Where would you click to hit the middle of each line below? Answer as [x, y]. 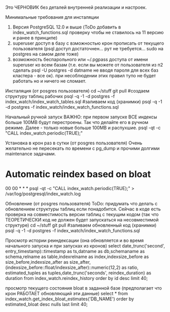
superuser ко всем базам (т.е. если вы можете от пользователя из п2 [88, 65]
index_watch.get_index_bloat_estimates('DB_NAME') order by [70, 299]
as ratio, [130, 267]
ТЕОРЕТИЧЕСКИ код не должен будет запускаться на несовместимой [82, 220]
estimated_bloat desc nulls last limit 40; [46, 304]
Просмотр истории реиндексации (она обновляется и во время [74, 240]
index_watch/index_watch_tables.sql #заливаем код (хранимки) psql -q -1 [84, 102]
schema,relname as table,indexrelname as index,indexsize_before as [77, 257]
